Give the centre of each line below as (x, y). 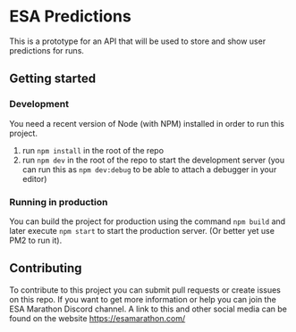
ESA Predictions (70, 17)
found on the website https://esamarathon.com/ (97, 318)
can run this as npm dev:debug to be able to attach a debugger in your (149, 169)
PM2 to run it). (36, 240)
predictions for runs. (47, 50)
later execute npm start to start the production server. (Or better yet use (142, 230)
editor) (34, 178)
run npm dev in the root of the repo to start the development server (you (153, 160)
